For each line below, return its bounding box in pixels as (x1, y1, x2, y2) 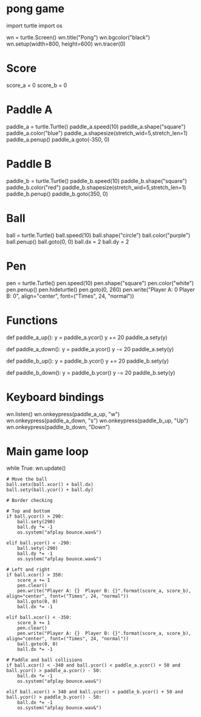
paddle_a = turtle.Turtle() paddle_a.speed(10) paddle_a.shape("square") (6, 123, 186, 130)
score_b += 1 (17, 620, 50, 626)
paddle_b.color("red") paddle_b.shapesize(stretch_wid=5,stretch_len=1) (6, 184, 186, 191)
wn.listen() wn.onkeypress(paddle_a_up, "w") (6, 410, 120, 417)
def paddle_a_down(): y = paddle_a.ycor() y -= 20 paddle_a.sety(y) (6, 345, 174, 352)
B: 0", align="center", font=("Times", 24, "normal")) (6, 292, 135, 300)
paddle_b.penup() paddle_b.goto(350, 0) (6, 190, 108, 197)
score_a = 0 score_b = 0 (6, 81, 67, 89)
